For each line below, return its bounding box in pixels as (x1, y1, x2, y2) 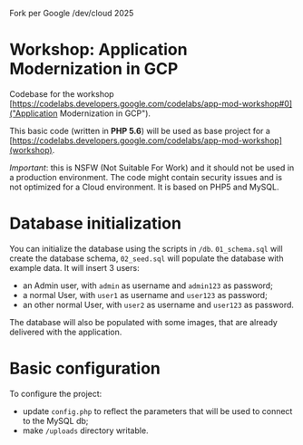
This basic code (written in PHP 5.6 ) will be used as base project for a (9, 125, 270, 136)
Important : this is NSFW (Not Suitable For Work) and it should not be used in (9, 162, 295, 173)
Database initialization (9, 213, 181, 234)
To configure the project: (9, 388, 103, 399)
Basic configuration (9, 358, 161, 379)
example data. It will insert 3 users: (9, 262, 140, 273)
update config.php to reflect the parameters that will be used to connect (22, 405, 293, 416)
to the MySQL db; (22, 415, 89, 426)
